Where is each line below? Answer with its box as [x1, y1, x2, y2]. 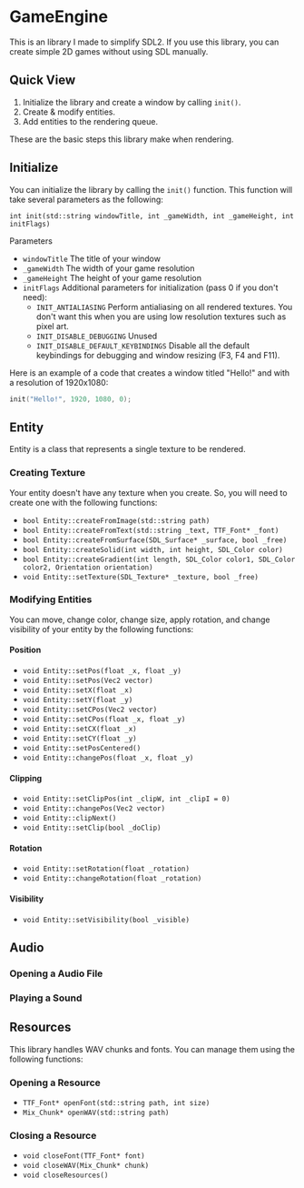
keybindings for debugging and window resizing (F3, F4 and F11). [35, 349, 280, 360]
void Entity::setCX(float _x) [22, 725, 138, 734]
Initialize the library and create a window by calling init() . [22, 96, 241, 107]
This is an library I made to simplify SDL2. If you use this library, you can [9, 36, 279, 47]
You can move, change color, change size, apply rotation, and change [9, 614, 270, 625]
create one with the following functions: [9, 497, 158, 508]
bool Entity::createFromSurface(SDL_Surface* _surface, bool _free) [22, 535, 288, 545]
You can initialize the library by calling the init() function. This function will [9, 184, 293, 195]
